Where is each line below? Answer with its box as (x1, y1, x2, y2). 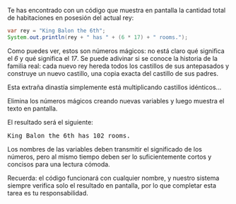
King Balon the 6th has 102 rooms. (7, 131, 131, 140)
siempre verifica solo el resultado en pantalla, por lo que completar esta (7, 181, 217, 190)
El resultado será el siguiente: (7, 118, 93, 126)
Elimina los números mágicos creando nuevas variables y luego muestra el (7, 96, 225, 105)
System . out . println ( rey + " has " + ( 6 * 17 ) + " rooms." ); (7, 33, 189, 41)
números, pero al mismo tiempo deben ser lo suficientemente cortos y (7, 152, 212, 161)
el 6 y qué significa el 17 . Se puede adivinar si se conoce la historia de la (7, 54, 218, 62)
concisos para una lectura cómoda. (7, 159, 111, 169)
